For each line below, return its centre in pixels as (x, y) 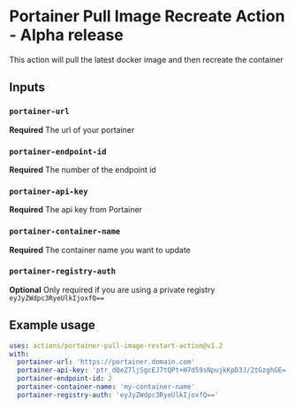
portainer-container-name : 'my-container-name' (106, 387)
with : (19, 354)
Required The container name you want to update (100, 250)
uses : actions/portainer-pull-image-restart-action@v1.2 (116, 346)
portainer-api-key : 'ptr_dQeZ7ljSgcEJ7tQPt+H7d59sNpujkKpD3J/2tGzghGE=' (154, 370)
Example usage (52, 325)
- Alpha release (66, 35)
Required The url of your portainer (72, 129)
